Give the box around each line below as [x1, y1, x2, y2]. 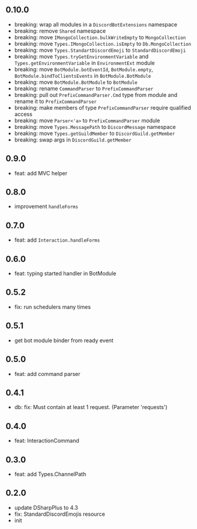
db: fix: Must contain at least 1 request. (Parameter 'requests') [14, 404, 168, 411]
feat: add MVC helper [14, 169, 68, 177]
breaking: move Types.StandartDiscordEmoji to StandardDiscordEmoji [14, 46, 186, 54]
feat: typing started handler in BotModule [14, 270, 117, 277]
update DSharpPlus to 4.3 [14, 504, 79, 511]
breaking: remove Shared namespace [14, 27, 106, 34]
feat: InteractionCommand [14, 437, 79, 445]
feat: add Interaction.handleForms [14, 236, 100, 243]
